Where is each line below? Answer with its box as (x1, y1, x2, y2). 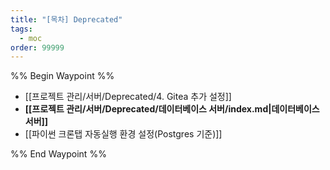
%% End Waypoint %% (10, 148, 107, 160)
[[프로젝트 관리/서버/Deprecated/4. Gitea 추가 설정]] (24, 91, 232, 103)
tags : (10, 24, 33, 34)
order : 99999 (10, 42, 65, 53)
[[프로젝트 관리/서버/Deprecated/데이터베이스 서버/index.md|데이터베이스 (24, 103, 320, 115)
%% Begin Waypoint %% (10, 70, 115, 82)
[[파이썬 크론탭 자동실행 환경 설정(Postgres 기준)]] (24, 128, 223, 140)
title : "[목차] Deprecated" (10, 14, 123, 25)
